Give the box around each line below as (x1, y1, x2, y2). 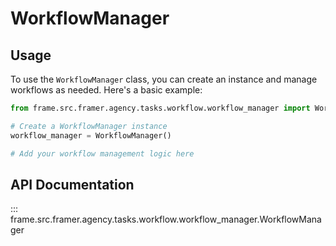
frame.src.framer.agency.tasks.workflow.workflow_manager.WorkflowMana (10, 213, 322, 226)
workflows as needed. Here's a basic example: (10, 84, 203, 96)
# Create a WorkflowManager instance (10, 121, 168, 131)
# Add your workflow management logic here (10, 148, 195, 159)
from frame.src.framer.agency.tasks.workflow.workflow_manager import (10, 103, 311, 113)
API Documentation (10, 176, 135, 193)
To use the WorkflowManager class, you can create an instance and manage (10, 73, 318, 85)
